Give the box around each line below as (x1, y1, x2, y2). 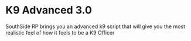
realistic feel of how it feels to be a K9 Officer (5, 29, 115, 36)
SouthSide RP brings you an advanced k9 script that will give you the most (5, 23, 186, 30)
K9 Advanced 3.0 (5, 4, 92, 17)
